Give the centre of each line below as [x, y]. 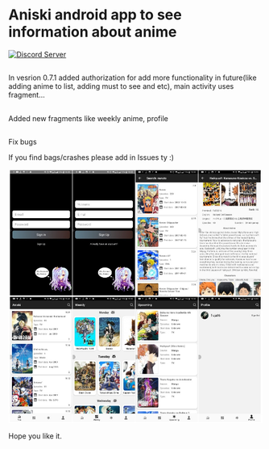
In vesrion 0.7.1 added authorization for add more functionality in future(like [132, 78]
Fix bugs [23, 142]
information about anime [93, 32]
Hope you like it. [35, 436]
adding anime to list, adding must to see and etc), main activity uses [121, 86]
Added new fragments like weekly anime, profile [89, 118]
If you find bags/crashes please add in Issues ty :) [91, 157]
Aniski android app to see [95, 15]
